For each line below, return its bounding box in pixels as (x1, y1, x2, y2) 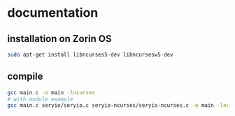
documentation (7, 5, 99, 21)
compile (7, 71, 43, 82)
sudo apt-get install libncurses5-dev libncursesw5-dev (7, 51, 173, 58)
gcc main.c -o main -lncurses (7, 89, 96, 96)
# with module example (7, 96, 73, 103)
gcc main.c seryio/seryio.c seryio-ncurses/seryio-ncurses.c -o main (7, 102, 215, 109)
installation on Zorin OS (7, 33, 112, 45)
